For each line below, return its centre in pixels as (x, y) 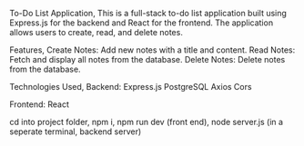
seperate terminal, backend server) (76, 131)
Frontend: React (40, 104)
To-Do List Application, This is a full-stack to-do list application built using (148, 13)
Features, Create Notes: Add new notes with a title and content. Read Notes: (152, 50)
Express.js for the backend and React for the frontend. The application (142, 23)
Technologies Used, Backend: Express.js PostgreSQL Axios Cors (131, 87)
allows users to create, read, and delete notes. (96, 32)
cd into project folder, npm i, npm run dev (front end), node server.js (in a (147, 122)
